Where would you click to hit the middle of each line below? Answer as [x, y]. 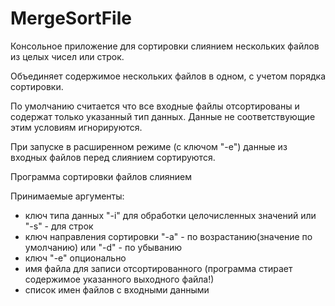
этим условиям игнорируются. [76, 127]
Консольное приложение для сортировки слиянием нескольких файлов [165, 46]
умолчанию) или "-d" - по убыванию [103, 247]
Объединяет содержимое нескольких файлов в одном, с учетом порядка [168, 76]
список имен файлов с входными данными [117, 289]
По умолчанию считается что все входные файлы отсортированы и [155, 106]
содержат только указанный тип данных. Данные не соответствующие [163, 116]
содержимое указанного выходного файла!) [119, 279]
